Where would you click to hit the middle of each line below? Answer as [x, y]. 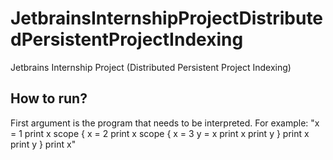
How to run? [49, 98]
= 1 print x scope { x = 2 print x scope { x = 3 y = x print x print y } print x [160, 133]
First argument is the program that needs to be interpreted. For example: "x [165, 123]
